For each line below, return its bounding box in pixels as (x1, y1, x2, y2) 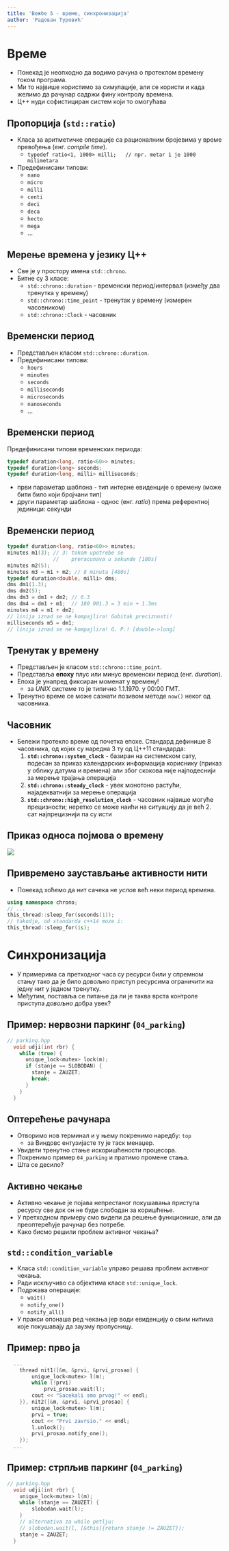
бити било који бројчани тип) (16, 490, 103, 499)
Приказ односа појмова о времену (7, 830, 164, 842)
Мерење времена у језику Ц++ (7, 249, 147, 260)
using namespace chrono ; (7, 898, 78, 906)
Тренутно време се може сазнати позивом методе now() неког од (16, 692, 211, 701)
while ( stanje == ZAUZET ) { (19, 1499, 99, 1506)
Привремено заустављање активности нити (7, 868, 208, 879)
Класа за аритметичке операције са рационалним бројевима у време (16, 136, 222, 144)
